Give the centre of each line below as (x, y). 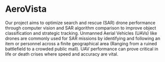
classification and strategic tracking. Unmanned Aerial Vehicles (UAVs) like (81, 33)
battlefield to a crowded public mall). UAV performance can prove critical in (82, 49)
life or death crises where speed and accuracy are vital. (62, 54)
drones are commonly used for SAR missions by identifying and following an (83, 38)
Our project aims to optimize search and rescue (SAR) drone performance (80, 23)
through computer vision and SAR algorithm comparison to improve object (81, 28)
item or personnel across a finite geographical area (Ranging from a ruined (81, 43)
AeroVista (26, 9)
